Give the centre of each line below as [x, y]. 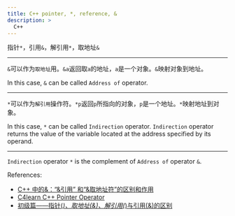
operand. [20, 141]
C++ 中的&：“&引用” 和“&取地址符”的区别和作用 [85, 189]
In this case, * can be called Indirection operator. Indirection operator [111, 127]
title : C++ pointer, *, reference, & [62, 14]
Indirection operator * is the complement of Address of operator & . [105, 161]
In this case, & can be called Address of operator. [78, 83]
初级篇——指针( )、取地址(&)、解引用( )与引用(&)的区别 [95, 206]
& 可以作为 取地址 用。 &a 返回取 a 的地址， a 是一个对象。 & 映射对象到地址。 [107, 69]
